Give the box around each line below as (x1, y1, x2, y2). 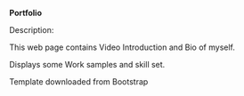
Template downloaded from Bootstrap (9, 76, 149, 87)
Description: (9, 25, 54, 35)
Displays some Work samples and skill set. (9, 60, 166, 69)
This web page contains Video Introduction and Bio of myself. (9, 42, 236, 52)
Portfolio (9, 8, 43, 18)
